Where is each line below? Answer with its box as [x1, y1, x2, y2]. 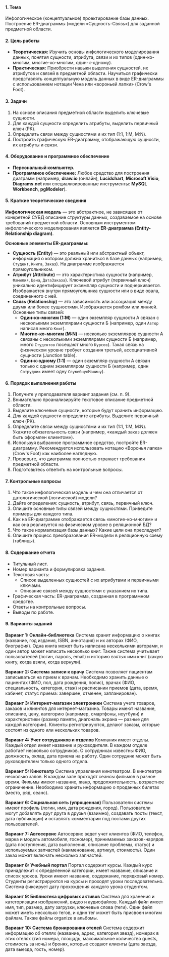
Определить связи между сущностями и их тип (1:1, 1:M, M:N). [12, 131, 147, 137]
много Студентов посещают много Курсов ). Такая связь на [20, 342, 144, 348]
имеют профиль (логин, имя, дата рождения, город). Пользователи [5, 805, 151, 811]
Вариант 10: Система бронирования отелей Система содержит [5, 925, 145, 931]
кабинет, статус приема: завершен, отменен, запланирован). [5, 690, 138, 696]
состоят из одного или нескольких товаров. [5, 727, 100, 733]
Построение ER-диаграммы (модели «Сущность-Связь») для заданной [5, 21, 160, 27]
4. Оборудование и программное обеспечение [5, 153, 109, 159]
